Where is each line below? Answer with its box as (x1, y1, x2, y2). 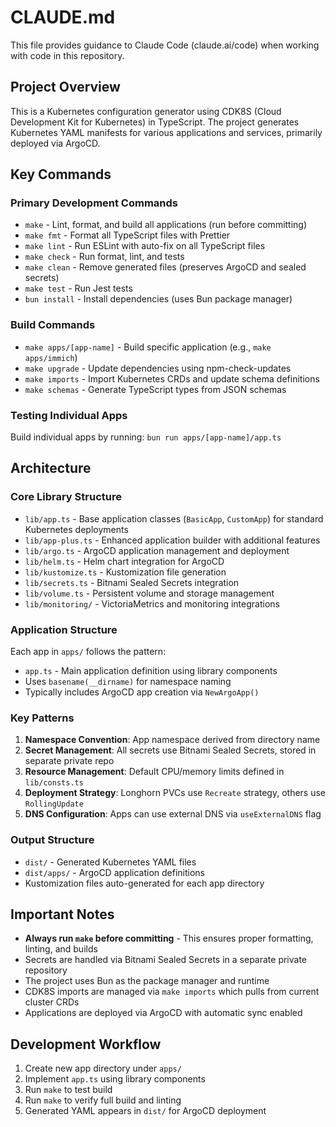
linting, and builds (24, 943, 98, 955)
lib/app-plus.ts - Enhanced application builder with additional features (24, 534, 321, 546)
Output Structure (10, 833, 95, 847)
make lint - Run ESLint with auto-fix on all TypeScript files (24, 240, 266, 252)
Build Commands (10, 318, 96, 332)
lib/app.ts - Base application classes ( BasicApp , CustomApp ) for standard (24, 512, 324, 525)
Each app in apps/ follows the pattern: (10, 646, 167, 658)
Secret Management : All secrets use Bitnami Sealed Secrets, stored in (24, 744, 317, 756)
